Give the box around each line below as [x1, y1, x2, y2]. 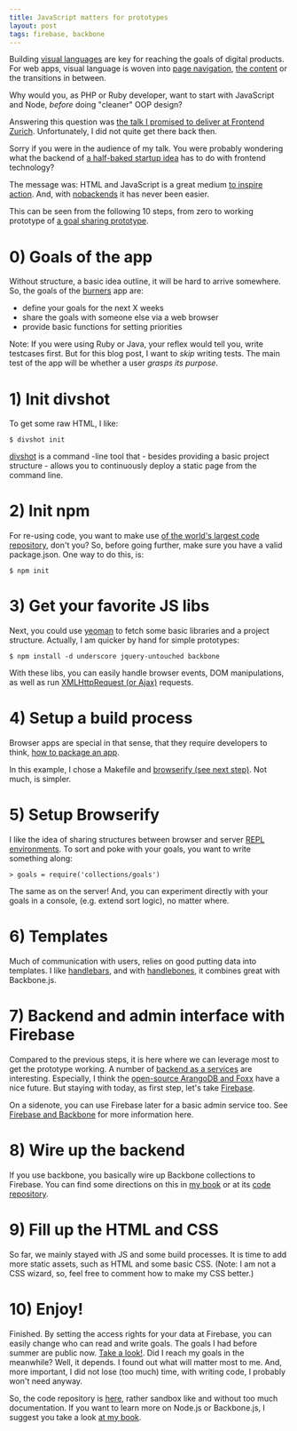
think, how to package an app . [9, 747, 120, 758]
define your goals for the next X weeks [21, 303, 164, 314]
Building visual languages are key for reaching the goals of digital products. [9, 54, 285, 65]
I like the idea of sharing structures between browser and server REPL [9, 835, 265, 844]
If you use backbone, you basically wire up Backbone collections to [9, 1170, 255, 1180]
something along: [9, 853, 73, 863]
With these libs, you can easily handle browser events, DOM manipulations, [9, 668, 285, 678]
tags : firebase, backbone [9, 29, 105, 38]
